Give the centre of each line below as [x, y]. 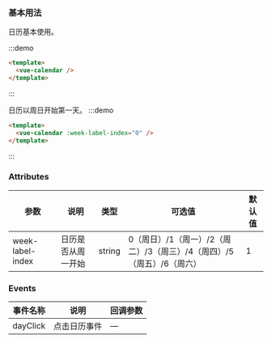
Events [22, 288]
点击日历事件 [78, 327]
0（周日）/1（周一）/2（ [176, 239]
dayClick [29, 326]
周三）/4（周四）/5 [198, 251]
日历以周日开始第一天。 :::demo [61, 110]
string [109, 251]
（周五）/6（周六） [165, 263]
